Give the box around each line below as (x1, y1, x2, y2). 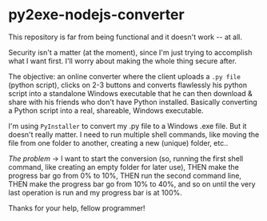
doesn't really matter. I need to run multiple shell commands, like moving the (8, 130, 260, 139)
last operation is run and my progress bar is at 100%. (8, 187, 182, 197)
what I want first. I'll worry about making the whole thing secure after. (8, 56, 237, 66)
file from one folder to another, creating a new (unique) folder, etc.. (8, 138, 229, 147)
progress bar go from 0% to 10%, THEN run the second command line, (8, 171, 242, 180)
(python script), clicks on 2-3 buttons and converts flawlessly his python (8, 80, 248, 90)
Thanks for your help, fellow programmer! (8, 203, 145, 213)
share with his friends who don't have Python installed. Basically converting (8, 97, 257, 106)
